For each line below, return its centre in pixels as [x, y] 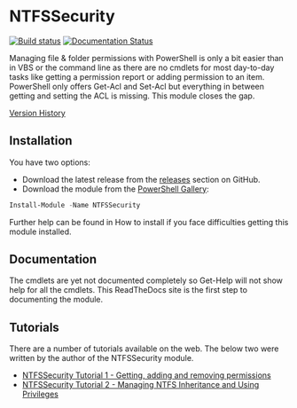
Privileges [40, 394]
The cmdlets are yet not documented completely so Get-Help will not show [146, 280]
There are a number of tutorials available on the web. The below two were [144, 349]
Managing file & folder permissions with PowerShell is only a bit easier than [146, 58]
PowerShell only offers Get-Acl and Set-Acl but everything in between [137, 86]
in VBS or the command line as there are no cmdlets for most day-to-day [142, 67]
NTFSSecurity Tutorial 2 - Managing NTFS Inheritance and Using [141, 385]
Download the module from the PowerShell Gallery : [116, 189]
